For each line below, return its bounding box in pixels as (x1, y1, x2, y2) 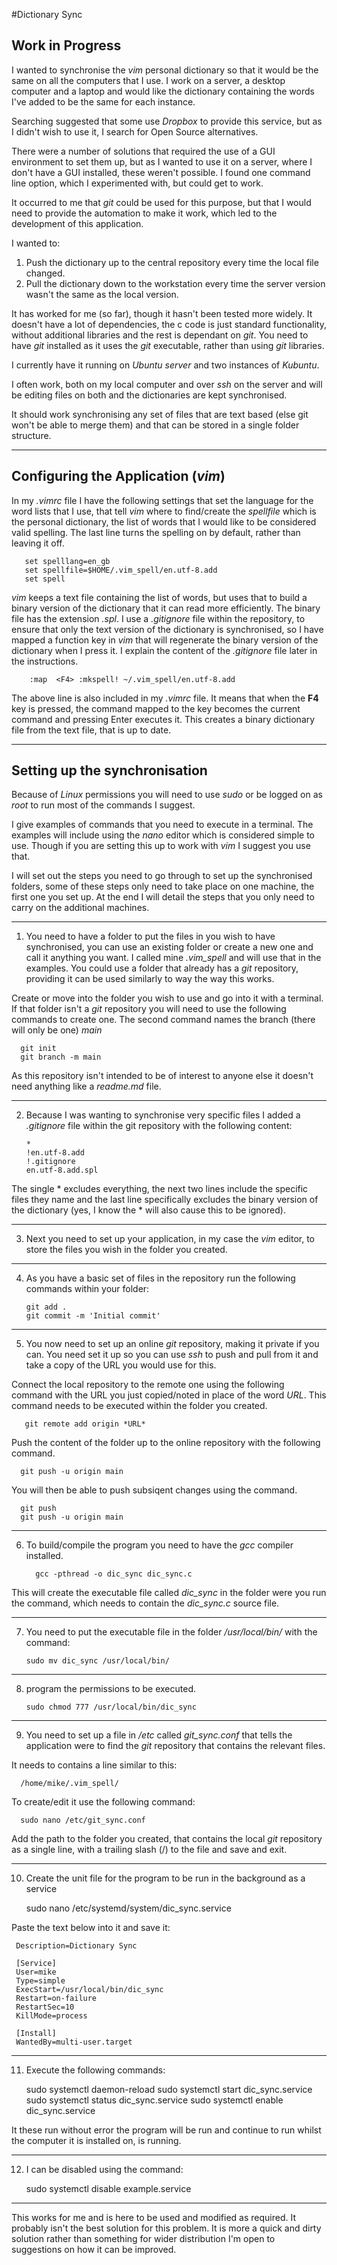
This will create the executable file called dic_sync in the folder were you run (11, 1587, 327, 1599)
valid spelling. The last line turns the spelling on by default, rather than (11, 526, 301, 538)
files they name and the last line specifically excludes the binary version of (11, 1194, 319, 1206)
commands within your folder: (25, 1283, 150, 1295)
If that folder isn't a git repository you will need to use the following (11, 1003, 287, 1015)
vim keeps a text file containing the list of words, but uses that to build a (11, 591, 308, 603)
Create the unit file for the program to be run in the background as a (25, 1872, 306, 1884)
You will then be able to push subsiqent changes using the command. (11, 1484, 298, 1496)
